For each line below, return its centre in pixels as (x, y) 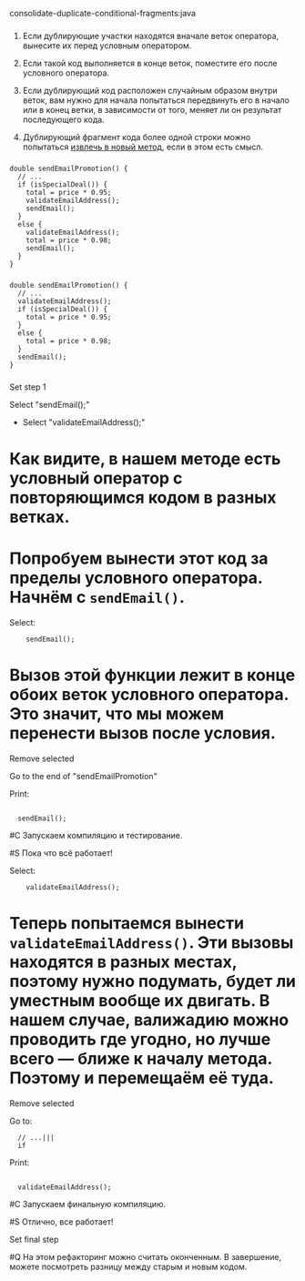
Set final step (34, 1239)
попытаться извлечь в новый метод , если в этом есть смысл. (143, 147)
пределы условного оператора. (136, 578)
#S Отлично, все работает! (61, 1221)
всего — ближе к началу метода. (141, 1058)
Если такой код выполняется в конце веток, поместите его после (150, 63)
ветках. (40, 517)
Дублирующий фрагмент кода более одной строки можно (137, 137)
